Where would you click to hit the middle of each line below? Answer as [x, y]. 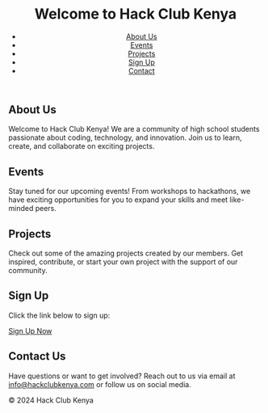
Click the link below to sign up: [59, 315]
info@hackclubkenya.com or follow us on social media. [100, 384]
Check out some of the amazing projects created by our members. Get [126, 253]
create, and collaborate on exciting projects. [82, 146]
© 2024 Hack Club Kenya [51, 400]
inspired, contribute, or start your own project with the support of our [123, 261]
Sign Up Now [30, 331]
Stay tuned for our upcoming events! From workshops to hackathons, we [130, 192]
